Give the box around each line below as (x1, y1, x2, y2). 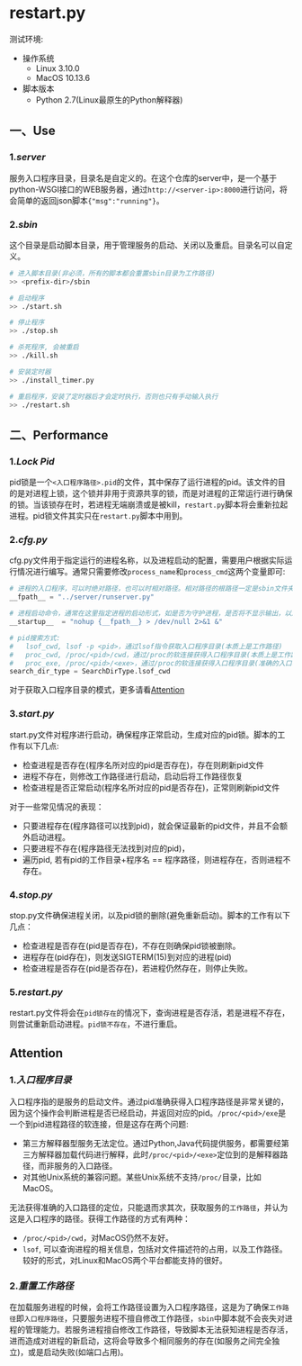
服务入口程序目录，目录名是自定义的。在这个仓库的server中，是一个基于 (9, 172, 278, 183)
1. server (9, 151, 47, 164)
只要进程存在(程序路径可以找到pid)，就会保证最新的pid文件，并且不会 (22, 820, 280, 831)
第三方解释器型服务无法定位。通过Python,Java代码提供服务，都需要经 (22, 1137, 281, 1148)
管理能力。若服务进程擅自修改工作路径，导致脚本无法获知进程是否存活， (24, 1325, 293, 1335)
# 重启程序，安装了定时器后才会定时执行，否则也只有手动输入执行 (9, 392, 218, 401)
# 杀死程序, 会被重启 (9, 343, 79, 352)
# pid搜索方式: (9, 633, 61, 642)
